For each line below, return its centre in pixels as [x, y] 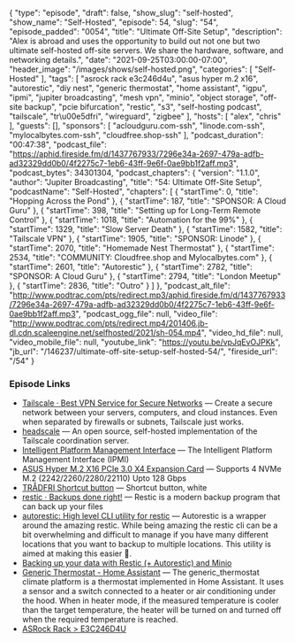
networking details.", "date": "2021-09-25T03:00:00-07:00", [118, 60]
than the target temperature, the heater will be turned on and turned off [151, 610]
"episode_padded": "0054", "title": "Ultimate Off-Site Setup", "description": [146, 31]
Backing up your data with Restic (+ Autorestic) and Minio [127, 563]
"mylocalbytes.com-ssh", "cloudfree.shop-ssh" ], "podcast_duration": [136, 135]
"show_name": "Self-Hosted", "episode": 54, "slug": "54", [114, 22]
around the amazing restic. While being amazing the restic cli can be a [150, 525]
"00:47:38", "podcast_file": [58, 144]
